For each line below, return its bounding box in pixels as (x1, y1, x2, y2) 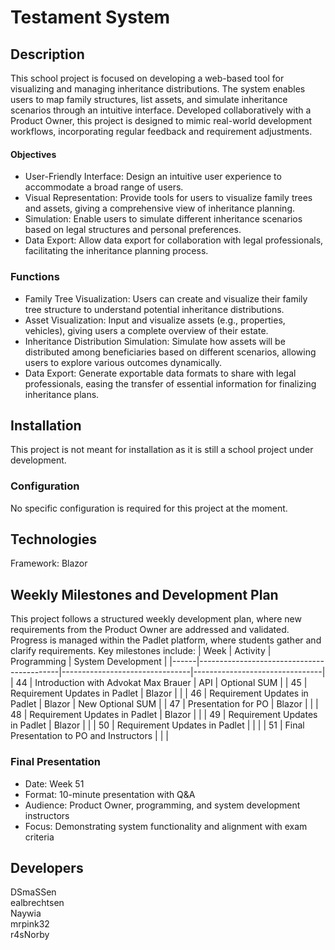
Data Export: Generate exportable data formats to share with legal (24, 367, 297, 379)
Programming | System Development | (10, 656, 168, 668)
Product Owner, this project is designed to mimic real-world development (10, 115, 313, 126)
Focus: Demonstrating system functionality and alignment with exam (24, 820, 308, 832)
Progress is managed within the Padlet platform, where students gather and (10, 634, 322, 646)
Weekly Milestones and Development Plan (10, 586, 279, 603)
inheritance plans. (24, 388, 100, 400)
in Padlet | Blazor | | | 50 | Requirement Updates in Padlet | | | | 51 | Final (10, 719, 305, 731)
